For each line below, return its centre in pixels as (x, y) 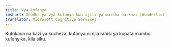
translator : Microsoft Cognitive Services (51, 19)
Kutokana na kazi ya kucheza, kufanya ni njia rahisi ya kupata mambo (78, 34)
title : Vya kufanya (26, 10)
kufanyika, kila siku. (26, 39)
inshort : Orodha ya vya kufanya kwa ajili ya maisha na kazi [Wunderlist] (86, 15)
